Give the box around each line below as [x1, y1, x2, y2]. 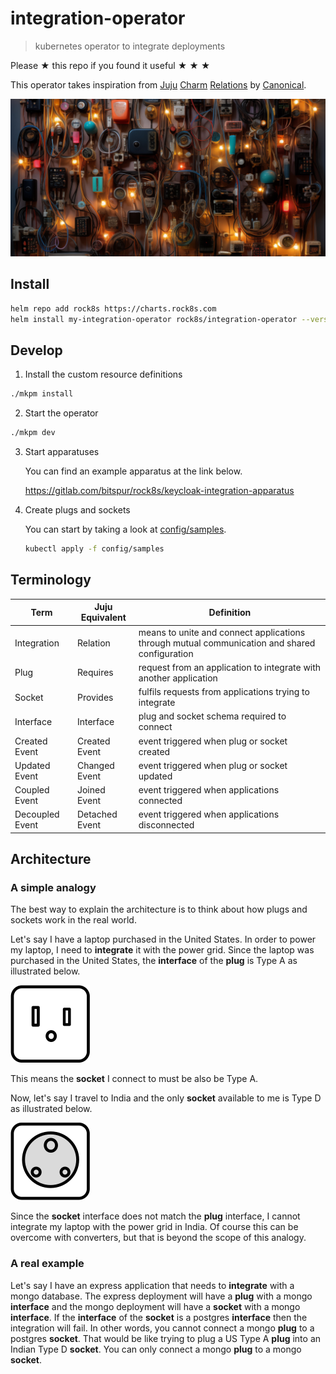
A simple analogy [10, 881, 97, 895]
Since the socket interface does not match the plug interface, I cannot [10, 1210, 301, 1222]
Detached [76, 808, 118, 821]
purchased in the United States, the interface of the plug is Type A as [10, 955, 298, 967]
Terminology [10, 572, 92, 589]
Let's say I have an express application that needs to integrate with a [10, 1279, 295, 1291]
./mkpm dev [10, 428, 56, 438]
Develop [10, 342, 63, 359]
